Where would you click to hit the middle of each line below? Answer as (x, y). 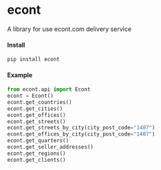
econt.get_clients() (37, 160)
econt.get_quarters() (38, 141)
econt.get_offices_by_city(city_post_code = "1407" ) (81, 134)
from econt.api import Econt (49, 89)
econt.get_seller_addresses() (51, 147)
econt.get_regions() (37, 153)
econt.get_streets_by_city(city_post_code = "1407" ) (81, 128)
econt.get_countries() (40, 102)
